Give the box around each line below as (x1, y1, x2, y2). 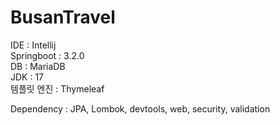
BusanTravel (10, 6, 116, 29)
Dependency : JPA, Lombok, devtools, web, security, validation (10, 102, 271, 115)
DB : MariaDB (10, 60, 66, 72)
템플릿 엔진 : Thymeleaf (10, 82, 105, 95)
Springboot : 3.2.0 (10, 49, 85, 61)
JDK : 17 (10, 71, 45, 83)
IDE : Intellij (10, 39, 57, 51)
